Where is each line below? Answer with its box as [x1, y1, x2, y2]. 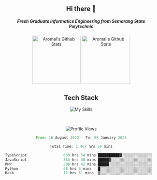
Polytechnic [69, 23, 94, 29]
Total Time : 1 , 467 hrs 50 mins [50, 144, 113, 149]
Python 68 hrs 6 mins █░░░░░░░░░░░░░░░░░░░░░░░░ [5, 166, 152, 171]
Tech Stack [64, 94, 99, 102]
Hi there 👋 [66, 5, 97, 13]
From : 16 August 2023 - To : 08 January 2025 [35, 136, 127, 140]
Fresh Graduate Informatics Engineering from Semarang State [17, 18, 145, 24]
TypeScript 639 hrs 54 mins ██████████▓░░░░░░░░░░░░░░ [5, 152, 152, 157]
